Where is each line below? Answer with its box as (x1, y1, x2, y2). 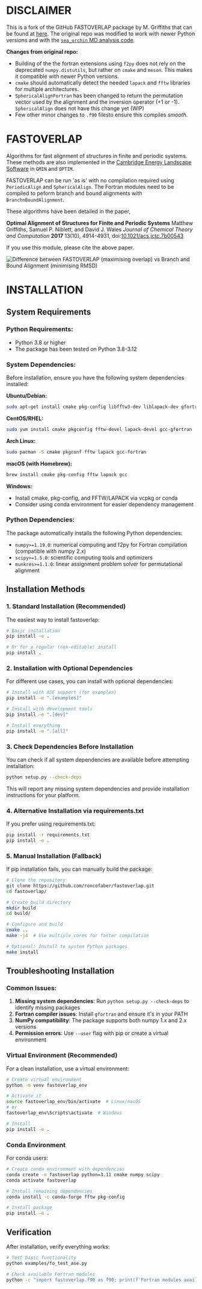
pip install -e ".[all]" (6, 728, 69, 734)
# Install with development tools (6, 706, 93, 712)
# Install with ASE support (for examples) (6, 689, 117, 696)
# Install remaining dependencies (6, 1188, 93, 1194)
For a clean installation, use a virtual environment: (6, 1065, 129, 1072)
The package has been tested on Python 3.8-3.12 (14, 345, 137, 352)
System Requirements (6, 307, 91, 317)
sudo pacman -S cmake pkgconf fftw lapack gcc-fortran (6, 449, 147, 455)
